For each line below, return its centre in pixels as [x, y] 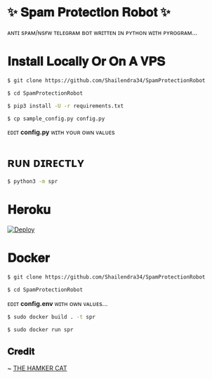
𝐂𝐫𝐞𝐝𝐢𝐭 [21, 351]
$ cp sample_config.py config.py [56, 119]
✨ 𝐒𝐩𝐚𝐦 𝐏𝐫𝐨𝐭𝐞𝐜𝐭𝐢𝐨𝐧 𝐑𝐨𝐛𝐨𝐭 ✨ [89, 12]
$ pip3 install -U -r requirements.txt [66, 106]
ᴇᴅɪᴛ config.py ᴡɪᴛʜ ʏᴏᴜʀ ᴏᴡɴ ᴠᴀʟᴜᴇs [61, 132]
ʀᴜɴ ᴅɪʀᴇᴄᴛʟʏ [46, 162]
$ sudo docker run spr [40, 330]
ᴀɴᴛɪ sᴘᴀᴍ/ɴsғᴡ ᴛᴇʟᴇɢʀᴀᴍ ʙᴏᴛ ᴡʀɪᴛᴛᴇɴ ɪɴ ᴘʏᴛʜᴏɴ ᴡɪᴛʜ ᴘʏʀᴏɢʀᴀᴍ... [102, 32]
